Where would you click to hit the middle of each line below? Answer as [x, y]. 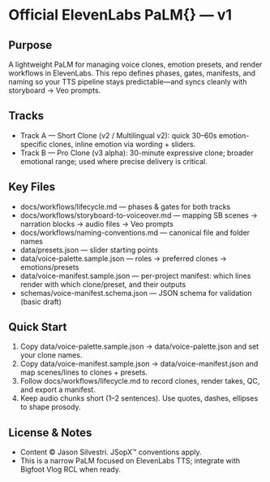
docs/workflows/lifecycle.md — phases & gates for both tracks [125, 206]
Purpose [30, 45]
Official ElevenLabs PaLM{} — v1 [120, 15]
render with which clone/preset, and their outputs [103, 284]
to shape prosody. [50, 407]
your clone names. [51, 355]
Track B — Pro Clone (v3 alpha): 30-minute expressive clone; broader [137, 153]
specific [33, 144]
